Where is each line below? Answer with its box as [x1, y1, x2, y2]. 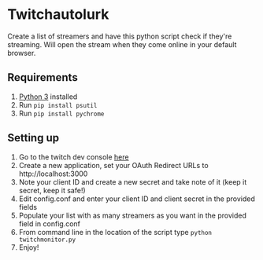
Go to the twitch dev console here [18, 152, 129, 162]
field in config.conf [18, 218, 80, 229]
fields [18, 202, 37, 211]
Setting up [7, 131, 60, 145]
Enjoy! [18, 242, 39, 252]
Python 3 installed [18, 92, 78, 101]
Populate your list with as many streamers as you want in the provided [18, 211, 247, 220]
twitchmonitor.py [18, 236, 76, 244]
